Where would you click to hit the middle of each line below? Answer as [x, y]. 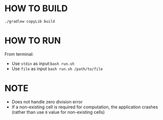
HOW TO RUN [33, 41]
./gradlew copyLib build [30, 21]
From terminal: [19, 54]
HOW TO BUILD [36, 9]
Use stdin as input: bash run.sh [43, 63]
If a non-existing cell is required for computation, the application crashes [85, 107]
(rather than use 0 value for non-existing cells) [58, 112]
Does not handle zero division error [47, 102]
